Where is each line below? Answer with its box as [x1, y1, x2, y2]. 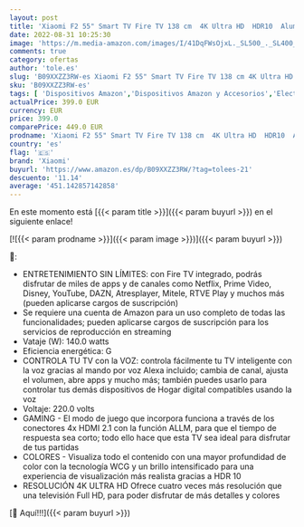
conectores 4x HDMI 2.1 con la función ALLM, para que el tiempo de [22, 423, 278, 434]
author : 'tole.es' [9, 64, 79, 73]
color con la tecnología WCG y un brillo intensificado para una [22, 461, 254, 472]
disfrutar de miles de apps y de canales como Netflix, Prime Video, [22, 278, 272, 290]
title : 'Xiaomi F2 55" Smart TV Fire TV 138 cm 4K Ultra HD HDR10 [9, 22, 273, 31]
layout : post [9, 13, 59, 23]
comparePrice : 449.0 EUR [9, 123, 103, 132]
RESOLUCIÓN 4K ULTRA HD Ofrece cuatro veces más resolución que [22, 481, 282, 492]
